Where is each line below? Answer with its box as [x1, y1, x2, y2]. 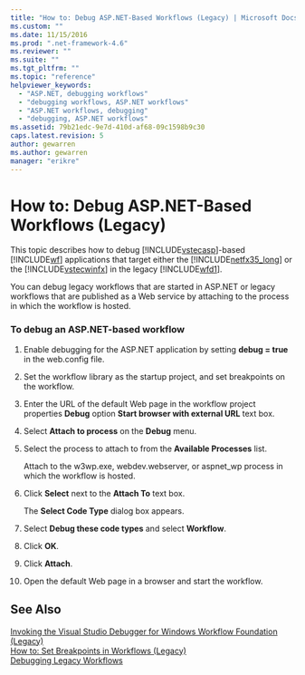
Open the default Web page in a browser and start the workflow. [23, 575, 263, 586]
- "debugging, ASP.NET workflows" [18, 114, 148, 123]
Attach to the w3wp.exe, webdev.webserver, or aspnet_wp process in [23, 460, 283, 471]
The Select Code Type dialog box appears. [23, 505, 185, 516]
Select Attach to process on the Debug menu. [23, 425, 197, 436]
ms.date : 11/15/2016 [10, 30, 89, 39]
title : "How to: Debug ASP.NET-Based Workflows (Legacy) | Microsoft [10, 13, 279, 23]
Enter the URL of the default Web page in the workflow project [23, 398, 256, 409]
